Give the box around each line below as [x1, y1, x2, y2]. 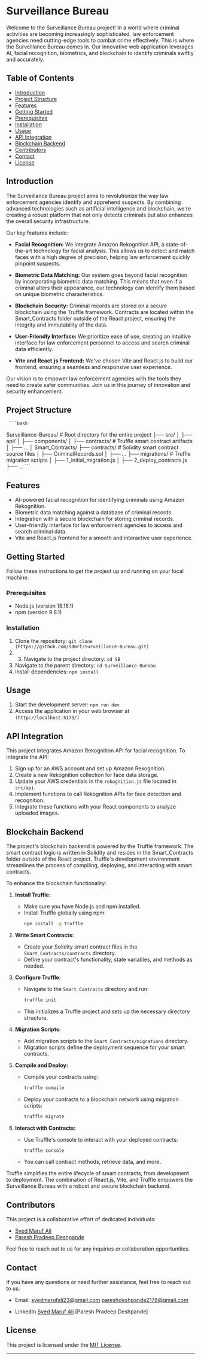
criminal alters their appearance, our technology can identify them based [14, 284, 195, 291]
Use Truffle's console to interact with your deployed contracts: [23, 1136, 178, 1143]
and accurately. [6, 56, 45, 63]
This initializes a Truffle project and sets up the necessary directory [23, 1008, 190, 1015]
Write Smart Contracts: [14, 931, 74, 938]
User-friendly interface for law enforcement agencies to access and [14, 522, 182, 529]
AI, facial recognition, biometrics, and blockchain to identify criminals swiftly [6, 49, 194, 56]
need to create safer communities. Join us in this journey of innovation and [6, 381, 191, 388]
